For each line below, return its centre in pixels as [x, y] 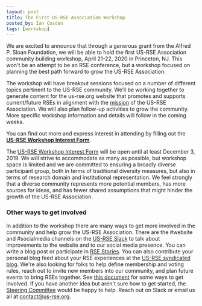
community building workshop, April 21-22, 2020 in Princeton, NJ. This [94, 59]
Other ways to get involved [46, 212]
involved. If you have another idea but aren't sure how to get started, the [96, 283]
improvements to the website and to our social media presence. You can [96, 245]
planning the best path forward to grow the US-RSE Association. [86, 72]
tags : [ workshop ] [28, 29]
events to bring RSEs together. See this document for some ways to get [95, 277]
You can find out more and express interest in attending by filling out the [96, 134]
